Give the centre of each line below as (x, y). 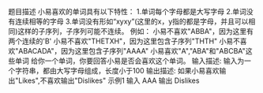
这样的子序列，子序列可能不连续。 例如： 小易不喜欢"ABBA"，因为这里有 (136, 31)
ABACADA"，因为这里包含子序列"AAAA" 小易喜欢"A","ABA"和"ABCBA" (132, 51)
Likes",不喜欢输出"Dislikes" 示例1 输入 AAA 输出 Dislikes (109, 80)
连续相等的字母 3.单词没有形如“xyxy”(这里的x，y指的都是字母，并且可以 (131, 21)
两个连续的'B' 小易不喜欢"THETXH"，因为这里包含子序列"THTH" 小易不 (124, 41)
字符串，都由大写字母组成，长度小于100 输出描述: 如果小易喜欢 (117, 71)
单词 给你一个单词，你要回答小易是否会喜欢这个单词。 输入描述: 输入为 (130, 61)
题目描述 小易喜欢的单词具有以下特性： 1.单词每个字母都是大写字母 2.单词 (128, 11)
